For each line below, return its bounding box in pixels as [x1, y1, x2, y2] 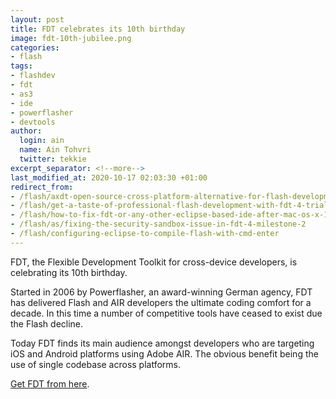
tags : [10, 61, 33, 71]
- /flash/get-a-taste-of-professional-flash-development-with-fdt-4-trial [10, 201, 329, 211]
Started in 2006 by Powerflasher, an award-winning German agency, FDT [10, 286, 313, 298]
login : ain [19, 136, 65, 146]
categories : [10, 42, 60, 53]
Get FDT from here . [10, 377, 90, 390]
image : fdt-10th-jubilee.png [10, 33, 132, 43]
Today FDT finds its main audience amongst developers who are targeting [10, 337, 315, 349]
